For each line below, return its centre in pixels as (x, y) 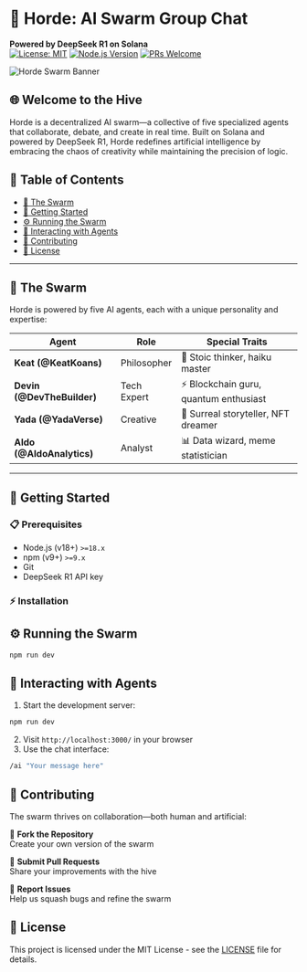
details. (23, 959)
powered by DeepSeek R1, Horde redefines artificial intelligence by (135, 142)
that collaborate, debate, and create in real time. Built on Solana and (137, 132)
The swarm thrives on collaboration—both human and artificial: (128, 817)
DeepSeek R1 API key (63, 577)
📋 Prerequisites (46, 524)
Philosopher (146, 363)
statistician (205, 456)
